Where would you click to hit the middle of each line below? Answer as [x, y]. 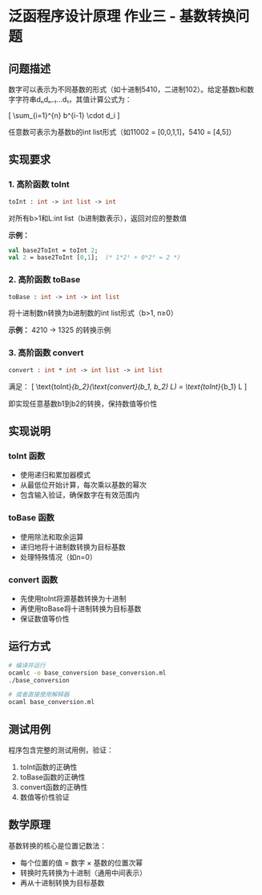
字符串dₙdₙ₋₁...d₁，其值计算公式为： [73, 99]
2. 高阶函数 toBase [44, 280]
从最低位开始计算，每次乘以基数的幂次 [83, 485]
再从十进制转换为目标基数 [62, 882]
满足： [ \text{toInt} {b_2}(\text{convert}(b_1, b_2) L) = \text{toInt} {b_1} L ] [128, 387]
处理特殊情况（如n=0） [58, 557]
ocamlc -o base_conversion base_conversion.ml [87, 673]
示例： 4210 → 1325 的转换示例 [60, 330]
